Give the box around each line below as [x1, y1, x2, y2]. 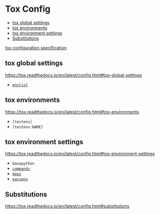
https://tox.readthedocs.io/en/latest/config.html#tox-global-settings [5, 72, 142, 78]
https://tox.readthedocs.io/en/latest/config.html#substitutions [5, 203, 130, 209]
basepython [12, 161, 35, 166]
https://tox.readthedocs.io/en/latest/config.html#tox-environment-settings [5, 151, 155, 157]
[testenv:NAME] [12, 124, 44, 130]
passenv [12, 177, 28, 182]
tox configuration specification [5, 45, 67, 51]
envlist [12, 82, 28, 87]
